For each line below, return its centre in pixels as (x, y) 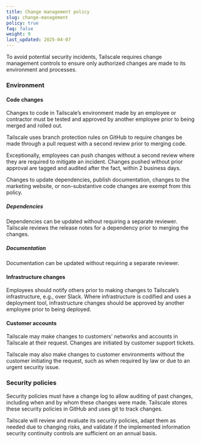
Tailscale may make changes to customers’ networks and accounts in (92, 337)
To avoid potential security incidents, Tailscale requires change (84, 57)
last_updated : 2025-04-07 (38, 40)
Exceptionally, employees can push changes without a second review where (100, 155)
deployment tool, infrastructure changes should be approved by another (95, 303)
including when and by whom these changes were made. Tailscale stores (97, 402)
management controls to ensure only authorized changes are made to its (96, 63)
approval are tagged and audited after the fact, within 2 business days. (94, 168)
